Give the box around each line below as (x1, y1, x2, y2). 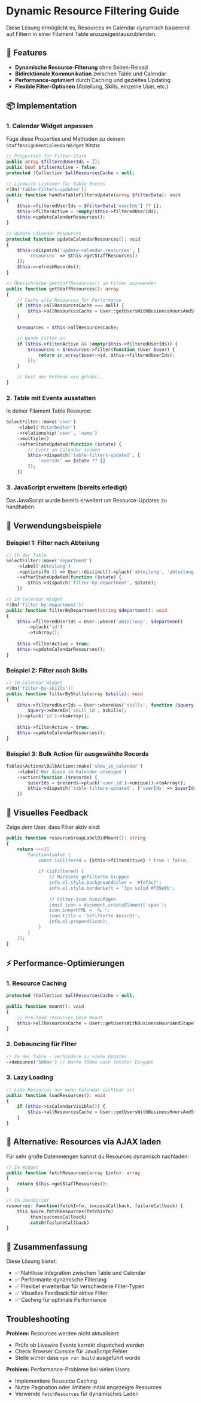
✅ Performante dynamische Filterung (14, 1276, 107, 1283)
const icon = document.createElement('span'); (48, 902, 167, 908)
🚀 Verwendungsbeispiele (6, 520, 102, 531)
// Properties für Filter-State (6, 153, 87, 159)
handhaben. (6, 503, 36, 510)
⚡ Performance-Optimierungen (6, 958, 124, 968)
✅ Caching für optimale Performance (14, 1296, 106, 1304)
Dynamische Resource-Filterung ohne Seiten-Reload (14, 63, 148, 71)
